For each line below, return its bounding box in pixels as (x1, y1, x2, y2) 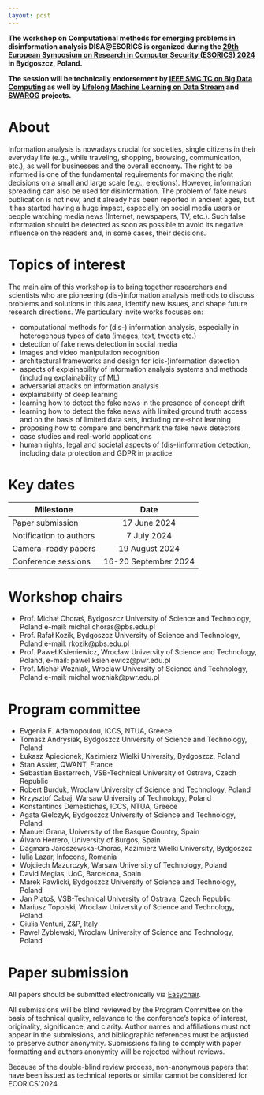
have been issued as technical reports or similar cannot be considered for (8, 1071, 248, 1080)
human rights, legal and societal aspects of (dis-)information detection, (19, 440, 251, 449)
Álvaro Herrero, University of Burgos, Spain (19, 835, 161, 845)
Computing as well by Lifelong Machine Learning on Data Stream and (8, 82, 239, 92)
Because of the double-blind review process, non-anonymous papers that (8, 1063, 249, 1072)
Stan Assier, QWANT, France (19, 759, 113, 770)
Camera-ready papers (12, 543, 96, 554)
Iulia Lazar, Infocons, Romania (19, 852, 117, 861)
